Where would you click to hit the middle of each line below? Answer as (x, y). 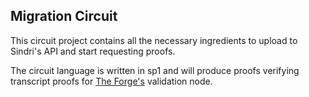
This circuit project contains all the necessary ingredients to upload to (154, 40)
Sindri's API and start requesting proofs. (93, 51)
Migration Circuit (64, 16)
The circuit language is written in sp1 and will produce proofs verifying (155, 70)
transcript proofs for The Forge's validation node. (111, 81)
